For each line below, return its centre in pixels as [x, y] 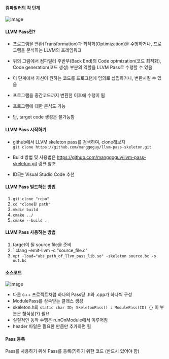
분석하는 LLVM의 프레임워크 [54, 50]
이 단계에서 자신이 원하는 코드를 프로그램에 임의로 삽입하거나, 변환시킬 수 [84, 78]
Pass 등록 [15, 339]
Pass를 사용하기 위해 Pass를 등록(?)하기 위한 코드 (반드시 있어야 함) [72, 351]
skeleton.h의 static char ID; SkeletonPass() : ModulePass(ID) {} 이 [86, 307]
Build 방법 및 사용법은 [34, 157]
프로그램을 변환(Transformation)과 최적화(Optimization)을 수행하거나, [82, 44]
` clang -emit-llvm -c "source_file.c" [50, 250]
